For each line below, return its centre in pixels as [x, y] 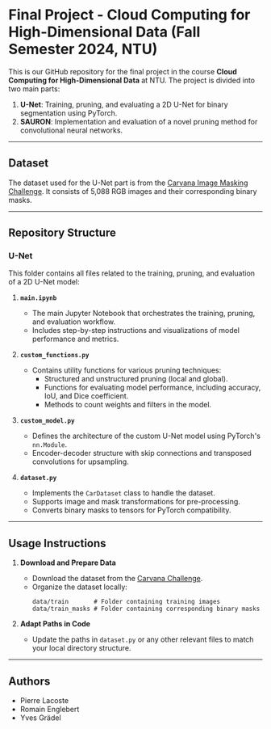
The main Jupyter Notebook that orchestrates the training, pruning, [144, 314]
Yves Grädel [41, 718]
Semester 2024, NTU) [83, 49]
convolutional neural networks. [71, 130]
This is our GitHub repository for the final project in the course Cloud [123, 71]
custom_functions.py [54, 356]
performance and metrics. [75, 339]
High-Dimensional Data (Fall [104, 32]
